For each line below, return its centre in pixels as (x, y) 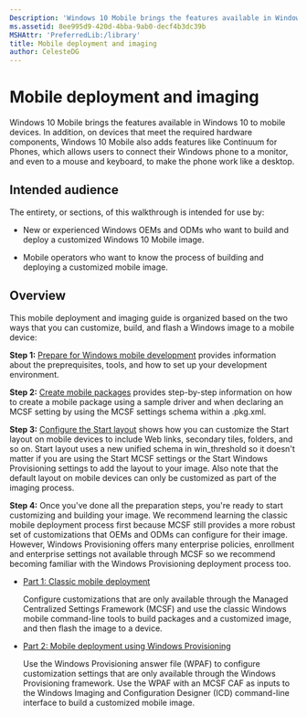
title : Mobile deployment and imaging (83, 43)
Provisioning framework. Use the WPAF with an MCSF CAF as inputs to (156, 683)
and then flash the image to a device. (92, 628)
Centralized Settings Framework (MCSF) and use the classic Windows (154, 608)
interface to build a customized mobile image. (108, 702)
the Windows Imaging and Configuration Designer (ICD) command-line (156, 692)
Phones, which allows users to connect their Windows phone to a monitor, (149, 152)
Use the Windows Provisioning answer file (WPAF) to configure (141, 663)
